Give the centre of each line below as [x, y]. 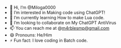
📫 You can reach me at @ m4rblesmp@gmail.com [60, 28]
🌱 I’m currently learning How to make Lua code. [57, 18]
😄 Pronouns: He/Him [31, 35]
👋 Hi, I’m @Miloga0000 [33, 7]
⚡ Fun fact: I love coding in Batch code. [49, 40]
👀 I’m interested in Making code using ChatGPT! [57, 12]
